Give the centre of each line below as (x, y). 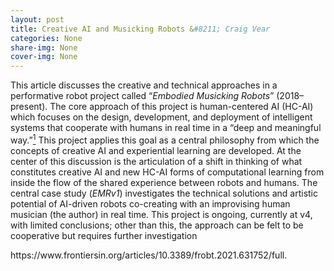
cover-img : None (44, 57)
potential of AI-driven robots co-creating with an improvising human (150, 203)
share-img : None (44, 47)
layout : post (37, 19)
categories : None (46, 38)
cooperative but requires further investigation (104, 235)
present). (29, 107)
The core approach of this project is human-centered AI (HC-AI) (181, 107)
